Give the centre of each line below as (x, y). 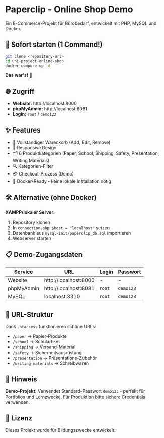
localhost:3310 (62, 296)
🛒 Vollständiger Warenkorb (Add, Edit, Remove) (61, 142)
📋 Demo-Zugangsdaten (44, 255)
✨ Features (23, 130)
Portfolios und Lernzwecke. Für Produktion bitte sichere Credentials (75, 397)
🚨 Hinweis (21, 379)
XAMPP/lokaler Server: (30, 212)
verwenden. (18, 402)
